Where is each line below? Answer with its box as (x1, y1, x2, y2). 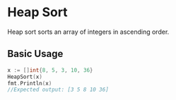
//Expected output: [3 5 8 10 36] (7, 86, 110, 94)
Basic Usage (7, 48, 64, 60)
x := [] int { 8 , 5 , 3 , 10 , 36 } (7, 66, 93, 74)
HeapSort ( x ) (7, 73, 42, 80)
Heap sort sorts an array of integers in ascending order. (7, 27, 170, 36)
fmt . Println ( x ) (7, 80, 52, 87)
